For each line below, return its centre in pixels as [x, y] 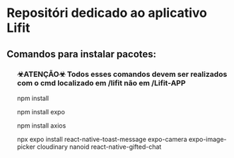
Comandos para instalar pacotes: [82, 54]
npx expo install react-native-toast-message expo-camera [102, 139]
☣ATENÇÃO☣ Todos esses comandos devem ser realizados [122, 74]
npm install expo [41, 111]
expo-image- [207, 139]
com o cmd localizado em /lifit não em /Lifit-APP [101, 83]
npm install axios [41, 126]
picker [26, 147]
